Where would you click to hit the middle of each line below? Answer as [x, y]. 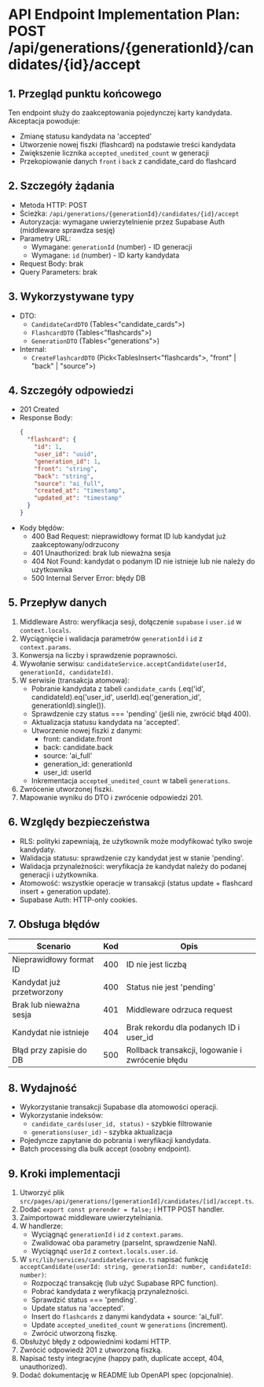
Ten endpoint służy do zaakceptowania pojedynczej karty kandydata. [120, 113]
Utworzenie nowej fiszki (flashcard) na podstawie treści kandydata [127, 144]
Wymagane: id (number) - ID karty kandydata [105, 255]
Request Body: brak [51, 263]
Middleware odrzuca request [180, 1010]
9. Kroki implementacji [64, 1173]
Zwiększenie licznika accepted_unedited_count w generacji [114, 153]
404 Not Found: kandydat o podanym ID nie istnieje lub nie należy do [143, 561]
